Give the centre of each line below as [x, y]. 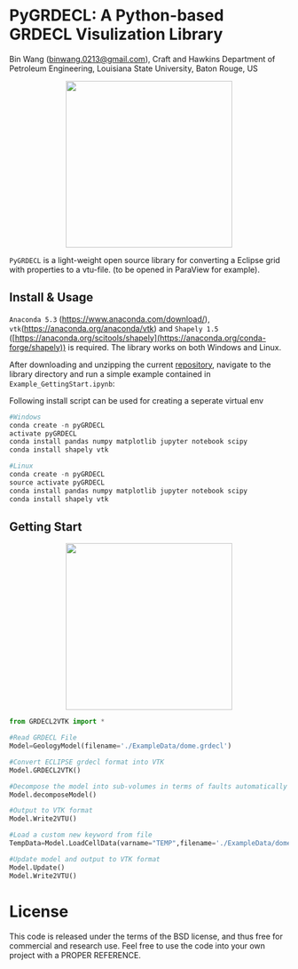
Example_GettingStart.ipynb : [62, 383]
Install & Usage [51, 297]
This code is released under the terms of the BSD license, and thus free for [146, 936]
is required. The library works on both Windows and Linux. [175, 347]
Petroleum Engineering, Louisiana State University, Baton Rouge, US [134, 68]
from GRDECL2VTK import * [57, 722]
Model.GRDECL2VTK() [45, 770]
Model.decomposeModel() [53, 795]
